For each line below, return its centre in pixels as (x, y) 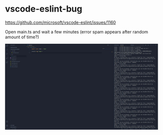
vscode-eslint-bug (44, 9)
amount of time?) (22, 37)
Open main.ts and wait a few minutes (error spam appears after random (77, 32)
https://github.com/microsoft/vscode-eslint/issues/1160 (61, 22)
